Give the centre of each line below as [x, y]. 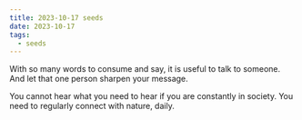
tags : [20, 35]
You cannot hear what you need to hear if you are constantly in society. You [151, 96]
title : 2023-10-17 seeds [56, 18]
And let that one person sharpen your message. [99, 79]
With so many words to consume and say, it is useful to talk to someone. [145, 69]
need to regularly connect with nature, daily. [92, 106]
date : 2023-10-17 [42, 26]
